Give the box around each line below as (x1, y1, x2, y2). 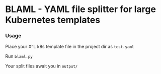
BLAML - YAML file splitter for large (5, 4, 156, 15)
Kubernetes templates (5, 14, 101, 26)
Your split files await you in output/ (5, 63, 78, 69)
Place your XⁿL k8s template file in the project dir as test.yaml (5, 44, 134, 50)
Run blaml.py (5, 53, 33, 59)
